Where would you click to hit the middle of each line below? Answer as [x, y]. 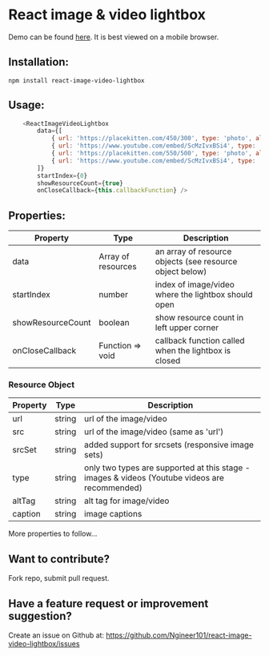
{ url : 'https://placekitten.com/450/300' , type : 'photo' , [151, 139]
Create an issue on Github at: [56, 635]
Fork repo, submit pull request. [59, 578]
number [113, 295]
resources [118, 267]
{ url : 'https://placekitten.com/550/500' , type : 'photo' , [151, 154]
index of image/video [195, 284]
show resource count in [199, 318]
